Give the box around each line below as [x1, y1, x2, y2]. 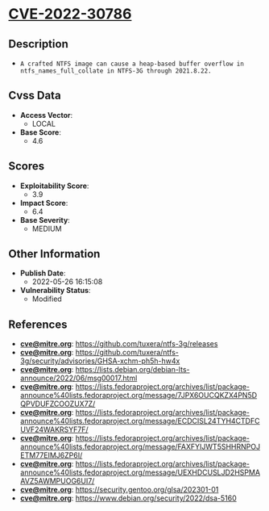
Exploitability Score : [19, 181, 89, 191]
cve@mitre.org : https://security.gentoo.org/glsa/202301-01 [19, 485, 219, 495]
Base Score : [19, 127, 62, 137]
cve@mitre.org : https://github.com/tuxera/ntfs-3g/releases [19, 339, 218, 349]
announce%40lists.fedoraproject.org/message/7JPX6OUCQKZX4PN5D [19, 391, 258, 400]
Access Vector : [19, 110, 73, 119]
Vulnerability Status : [19, 286, 91, 295]
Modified [31, 294, 62, 304]
